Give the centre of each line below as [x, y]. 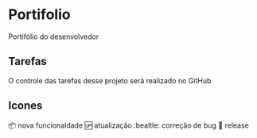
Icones [25, 106]
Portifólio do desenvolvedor [54, 36]
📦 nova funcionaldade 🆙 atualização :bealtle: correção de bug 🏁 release [128, 125]
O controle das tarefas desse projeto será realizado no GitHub [110, 80]
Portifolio [39, 15]
